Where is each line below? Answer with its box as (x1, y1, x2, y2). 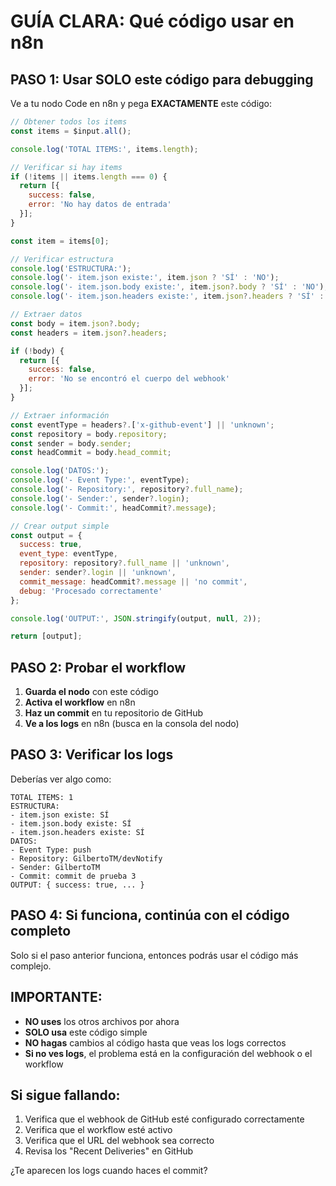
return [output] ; (10, 631, 83, 642)
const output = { (10, 530, 83, 540)
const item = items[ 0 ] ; (10, 236, 110, 246)
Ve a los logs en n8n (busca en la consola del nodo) (24, 718, 240, 730)
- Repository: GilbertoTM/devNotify (10, 853, 163, 864)
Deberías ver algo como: (10, 773, 112, 785)
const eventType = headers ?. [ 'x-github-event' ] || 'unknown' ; (10, 420, 275, 430)
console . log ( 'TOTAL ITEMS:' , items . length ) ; (10, 144, 199, 154)
